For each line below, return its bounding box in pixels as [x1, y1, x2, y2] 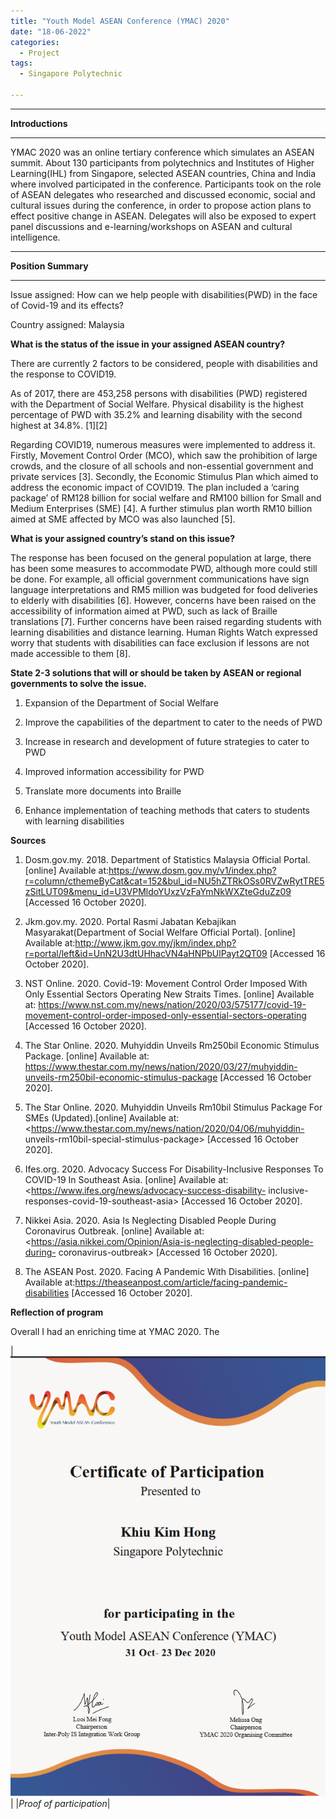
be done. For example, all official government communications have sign [10, 573, 310, 585]
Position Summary [10, 260, 89, 272]
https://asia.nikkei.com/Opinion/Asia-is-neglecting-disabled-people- [31, 1235, 314, 1247]
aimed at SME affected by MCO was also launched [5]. [10, 513, 236, 525]
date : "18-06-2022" [10, 26, 92, 37]
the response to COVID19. [10, 368, 117, 380]
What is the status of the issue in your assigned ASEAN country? [10, 338, 286, 350]
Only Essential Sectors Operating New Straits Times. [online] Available [24, 988, 315, 1000]
